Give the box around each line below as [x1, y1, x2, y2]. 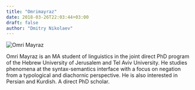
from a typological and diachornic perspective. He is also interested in [6, 72, 178, 79]
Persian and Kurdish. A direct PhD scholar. [6, 78, 110, 85]
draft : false [6, 20, 39, 25]
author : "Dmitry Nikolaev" [6, 25, 73, 31]
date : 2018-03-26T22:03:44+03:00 [6, 14, 89, 20]
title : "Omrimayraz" [6, 8, 58, 15]
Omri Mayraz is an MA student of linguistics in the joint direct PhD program [6, 53, 190, 60]
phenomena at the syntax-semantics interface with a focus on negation [6, 66, 181, 73]
